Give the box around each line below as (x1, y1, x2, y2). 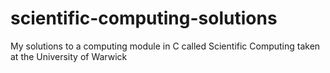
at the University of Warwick (10, 50, 128, 62)
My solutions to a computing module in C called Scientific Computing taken (10, 40, 321, 52)
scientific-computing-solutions (10, 7, 278, 30)
